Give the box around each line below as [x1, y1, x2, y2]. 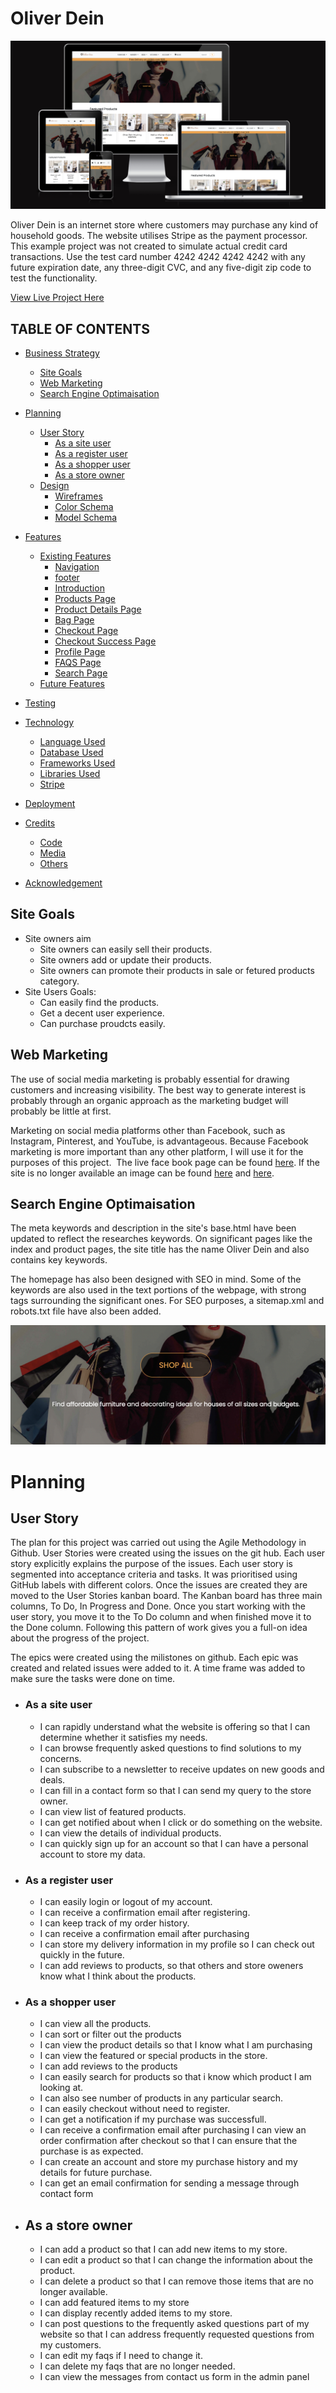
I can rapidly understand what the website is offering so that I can [39, 1720, 311, 1732]
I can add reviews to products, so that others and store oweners [39, 1959, 304, 1971]
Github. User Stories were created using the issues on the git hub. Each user [10, 1547, 326, 1559]
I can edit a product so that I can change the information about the [39, 2254, 313, 2266]
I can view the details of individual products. [39, 1827, 222, 1839]
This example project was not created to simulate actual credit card [10, 240, 288, 252]
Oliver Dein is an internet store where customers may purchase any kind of [10, 219, 319, 231]
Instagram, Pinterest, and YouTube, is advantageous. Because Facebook [10, 1135, 309, 1147]
